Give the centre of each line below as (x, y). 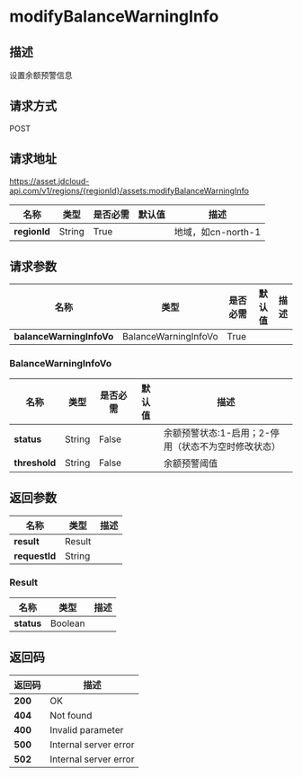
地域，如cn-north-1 (218, 232)
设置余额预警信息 (41, 75)
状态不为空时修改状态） (231, 446)
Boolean (67, 623)
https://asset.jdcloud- (49, 181)
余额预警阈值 (191, 463)
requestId (35, 556)
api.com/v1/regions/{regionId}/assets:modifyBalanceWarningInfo (129, 190)
